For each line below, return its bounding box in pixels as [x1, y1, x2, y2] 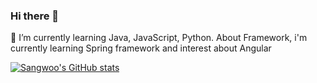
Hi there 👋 [10, 9, 60, 23]
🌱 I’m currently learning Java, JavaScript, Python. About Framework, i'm [10, 32, 308, 44]
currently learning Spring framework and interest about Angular [10, 42, 272, 54]
